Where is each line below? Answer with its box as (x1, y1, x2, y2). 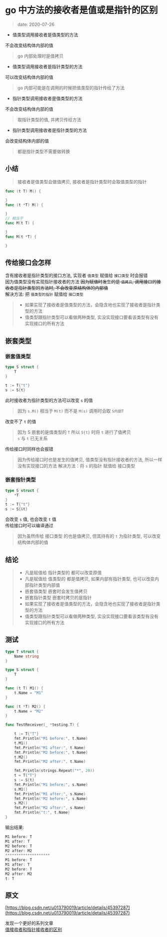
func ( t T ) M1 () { (5, 686, 43, 691)
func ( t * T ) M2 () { (5, 704, 46, 709)
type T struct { (5, 649, 39, 654)
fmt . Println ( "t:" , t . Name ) (14, 810, 70, 815)
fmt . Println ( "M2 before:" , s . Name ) (14, 796, 88, 801)
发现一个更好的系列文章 (5, 920, 53, 927)
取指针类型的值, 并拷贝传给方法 (17, 116, 81, 122)
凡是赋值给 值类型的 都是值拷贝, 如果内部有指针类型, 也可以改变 (24, 575, 155, 582)
